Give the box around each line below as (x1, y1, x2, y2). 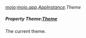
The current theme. (5, 28, 46, 34)
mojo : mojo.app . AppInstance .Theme (5, 4, 81, 10)
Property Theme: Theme (5, 15, 58, 21)
